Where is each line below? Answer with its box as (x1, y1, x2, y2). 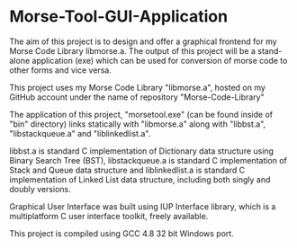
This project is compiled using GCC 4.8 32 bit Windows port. (9, 227, 234, 239)
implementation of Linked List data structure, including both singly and (9, 173, 271, 185)
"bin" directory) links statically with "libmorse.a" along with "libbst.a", (9, 119, 266, 129)
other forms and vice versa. (9, 65, 112, 75)
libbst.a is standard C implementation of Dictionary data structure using (9, 146, 274, 156)
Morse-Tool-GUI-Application (9, 6, 228, 27)
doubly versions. (9, 183, 71, 194)
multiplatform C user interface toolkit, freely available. (9, 210, 209, 221)
